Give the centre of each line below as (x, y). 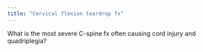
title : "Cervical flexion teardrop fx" (66, 14)
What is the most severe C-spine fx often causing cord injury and (102, 33)
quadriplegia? (27, 41)
